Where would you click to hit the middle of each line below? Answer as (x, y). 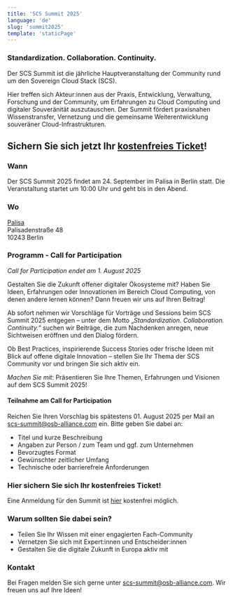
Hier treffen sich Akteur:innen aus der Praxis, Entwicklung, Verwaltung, (110, 94)
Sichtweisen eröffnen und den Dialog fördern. (73, 335)
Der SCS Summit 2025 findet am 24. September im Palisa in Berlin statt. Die (116, 181)
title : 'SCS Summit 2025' (45, 14)
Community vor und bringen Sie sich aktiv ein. (74, 364)
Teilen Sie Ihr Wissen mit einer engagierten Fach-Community (105, 534)
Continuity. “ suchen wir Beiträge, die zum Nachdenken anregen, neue (108, 328)
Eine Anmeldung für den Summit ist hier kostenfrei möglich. (93, 501)
